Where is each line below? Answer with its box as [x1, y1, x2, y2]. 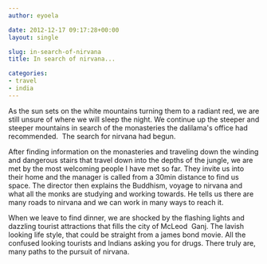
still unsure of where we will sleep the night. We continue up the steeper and [8, 115, 260, 124]
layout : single [8, 33, 59, 41]
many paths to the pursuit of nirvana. [8, 247, 130, 256]
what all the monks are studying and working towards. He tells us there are [8, 188, 254, 199]
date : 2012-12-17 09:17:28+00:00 [8, 25, 120, 34]
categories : [8, 69, 48, 78]
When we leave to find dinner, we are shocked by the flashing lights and [8, 212, 245, 223]
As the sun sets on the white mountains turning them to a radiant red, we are [8, 106, 260, 115]
